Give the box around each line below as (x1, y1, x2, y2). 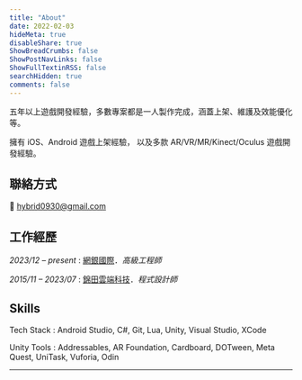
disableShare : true (9, 38, 83, 48)
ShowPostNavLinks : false (9, 55, 102, 64)
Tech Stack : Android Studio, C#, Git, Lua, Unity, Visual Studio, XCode (9, 325, 267, 336)
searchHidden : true (9, 72, 83, 81)
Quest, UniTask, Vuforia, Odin (9, 352, 120, 363)
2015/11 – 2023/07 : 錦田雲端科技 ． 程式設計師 (9, 274, 178, 285)
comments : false (9, 80, 70, 89)
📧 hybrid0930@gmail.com (9, 201, 106, 212)
